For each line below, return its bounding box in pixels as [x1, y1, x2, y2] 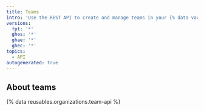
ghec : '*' [12, 43, 36, 49]
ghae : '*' [12, 37, 36, 43]
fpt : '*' [12, 25, 34, 32]
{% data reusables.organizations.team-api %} [6, 98, 121, 106]
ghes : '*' [12, 32, 36, 38]
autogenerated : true [6, 59, 59, 66]
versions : [6, 20, 32, 26]
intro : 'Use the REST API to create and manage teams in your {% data [6, 15, 189, 21]
